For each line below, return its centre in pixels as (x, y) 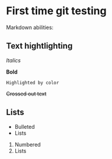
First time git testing (57, 11)
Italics (14, 60)
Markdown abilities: (30, 27)
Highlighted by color (33, 82)
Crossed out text (27, 94)
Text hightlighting (39, 46)
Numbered (28, 144)
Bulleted (25, 126)
